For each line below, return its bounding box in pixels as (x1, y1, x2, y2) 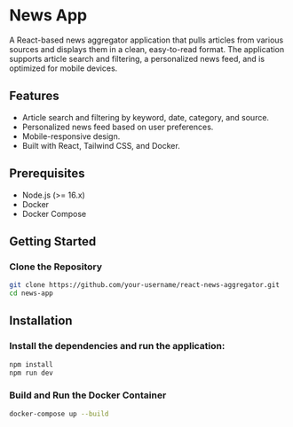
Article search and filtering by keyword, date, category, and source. (21, 112, 269, 122)
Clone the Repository (9, 260, 103, 273)
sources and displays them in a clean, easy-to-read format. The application (9, 43, 285, 54)
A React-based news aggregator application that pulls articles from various (9, 35, 284, 45)
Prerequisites (9, 166, 85, 182)
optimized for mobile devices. (9, 63, 118, 74)
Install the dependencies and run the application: (9, 340, 226, 353)
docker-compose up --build (9, 409, 109, 418)
